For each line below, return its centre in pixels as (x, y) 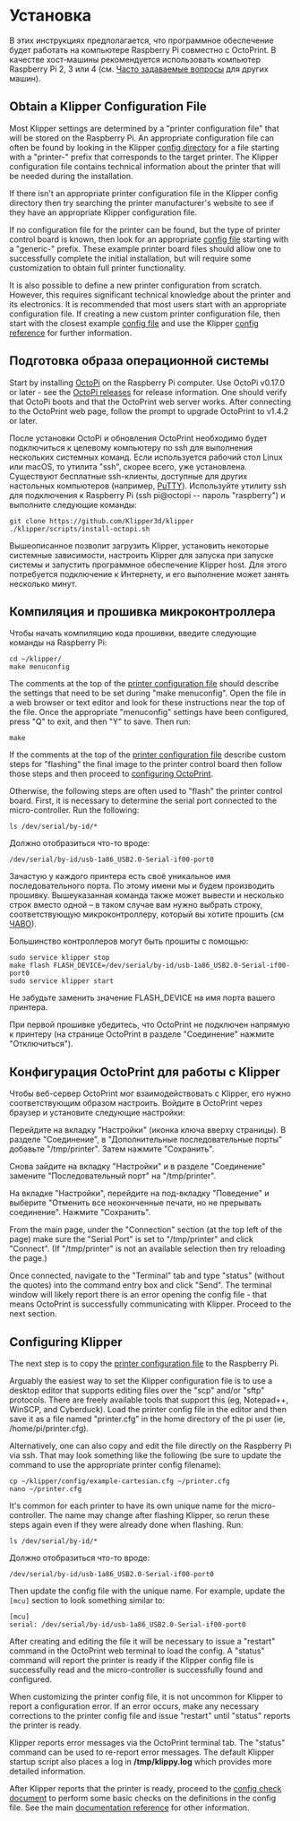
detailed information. (47, 1771)
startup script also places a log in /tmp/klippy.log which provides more (141, 1761)
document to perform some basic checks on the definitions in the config (143, 1798)
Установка (51, 16)
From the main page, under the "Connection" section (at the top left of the (146, 1230)
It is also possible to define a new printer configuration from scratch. (136, 285)
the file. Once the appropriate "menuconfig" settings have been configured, (149, 712)
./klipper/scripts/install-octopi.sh (80, 529)
